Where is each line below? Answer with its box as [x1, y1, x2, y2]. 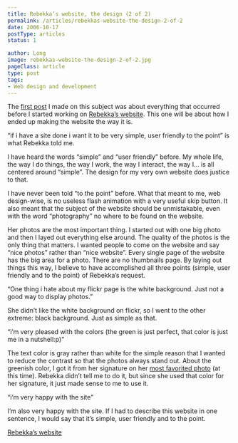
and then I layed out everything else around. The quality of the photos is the [7, 233, 230, 242]
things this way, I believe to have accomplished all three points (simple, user [7, 264, 231, 272]
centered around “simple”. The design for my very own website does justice [7, 168, 230, 177]
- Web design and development [7, 83, 98, 90]
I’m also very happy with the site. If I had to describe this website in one [7, 407, 217, 415]
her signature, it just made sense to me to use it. [7, 379, 149, 388]
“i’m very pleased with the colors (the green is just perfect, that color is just [7, 328, 228, 336]
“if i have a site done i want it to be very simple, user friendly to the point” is [7, 131, 230, 140]
